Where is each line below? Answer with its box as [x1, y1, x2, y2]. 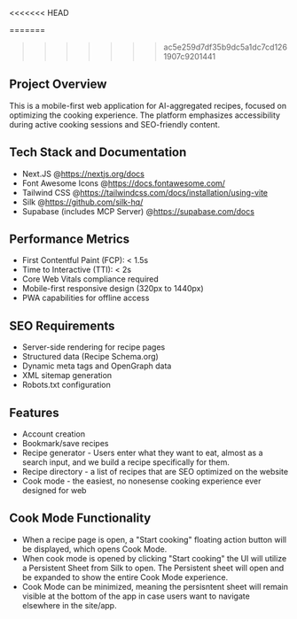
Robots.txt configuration [21, 380, 111, 391]
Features [9, 405, 59, 420]
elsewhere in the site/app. [21, 600, 117, 610]
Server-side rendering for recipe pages [21, 342, 166, 352]
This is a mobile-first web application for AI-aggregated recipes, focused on [9, 100, 287, 111]
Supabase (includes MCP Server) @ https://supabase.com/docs [21, 205, 255, 216]
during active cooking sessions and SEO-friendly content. [9, 119, 220, 129]
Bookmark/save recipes [21, 438, 109, 449]
